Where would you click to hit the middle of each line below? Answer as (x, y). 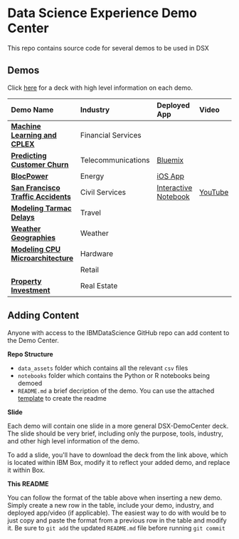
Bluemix (170, 160)
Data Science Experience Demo (102, 13)
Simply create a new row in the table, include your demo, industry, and (111, 505)
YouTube (214, 192)
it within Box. (26, 470)
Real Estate (99, 285)
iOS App (171, 176)
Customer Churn (40, 164)
